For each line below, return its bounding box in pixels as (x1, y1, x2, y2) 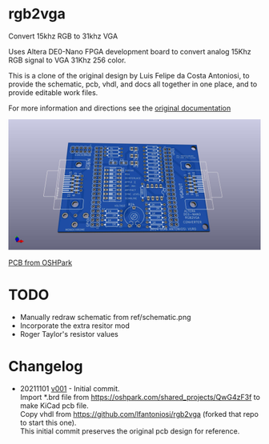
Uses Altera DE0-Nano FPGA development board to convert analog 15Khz (8, 46, 251, 56)
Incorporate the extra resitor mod (19, 321, 130, 330)
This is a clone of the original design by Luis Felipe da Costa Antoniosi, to (8, 70, 250, 80)
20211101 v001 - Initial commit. (19, 383, 120, 393)
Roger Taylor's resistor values (19, 329, 118, 338)
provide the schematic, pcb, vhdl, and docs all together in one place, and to (8, 79, 258, 89)
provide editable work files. (8, 87, 98, 97)
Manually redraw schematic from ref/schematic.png (19, 312, 191, 322)
